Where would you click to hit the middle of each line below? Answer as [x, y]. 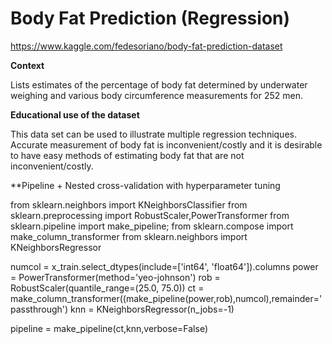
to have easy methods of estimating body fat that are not [127, 155]
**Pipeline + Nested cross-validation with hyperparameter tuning [145, 185]
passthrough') [39, 309]
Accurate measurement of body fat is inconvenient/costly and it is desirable [166, 144]
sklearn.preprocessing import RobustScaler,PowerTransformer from [150, 215]
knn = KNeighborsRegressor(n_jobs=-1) [152, 309]
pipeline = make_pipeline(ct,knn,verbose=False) [109, 328]
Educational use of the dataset [75, 114]
